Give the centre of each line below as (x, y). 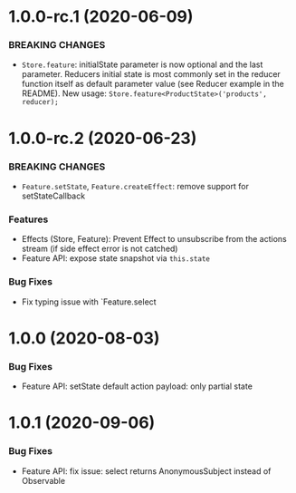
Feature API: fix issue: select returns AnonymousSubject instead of (146, 471)
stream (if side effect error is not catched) (100, 249)
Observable (43, 480)
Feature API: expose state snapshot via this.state (115, 258)
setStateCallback (53, 196)
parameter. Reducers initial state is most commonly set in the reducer (151, 74)
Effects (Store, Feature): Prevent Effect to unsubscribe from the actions (154, 239)
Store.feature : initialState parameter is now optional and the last (142, 64)
